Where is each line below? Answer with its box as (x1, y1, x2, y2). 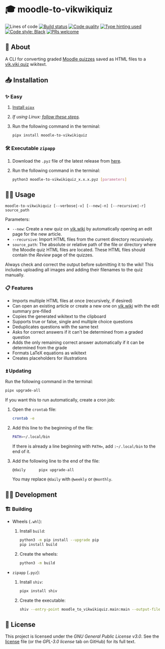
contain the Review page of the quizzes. (12, 252, 94, 258)
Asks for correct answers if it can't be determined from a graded (12, 329, 143, 335)
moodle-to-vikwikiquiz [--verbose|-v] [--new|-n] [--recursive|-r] (5, 203, 146, 209)
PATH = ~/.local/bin (12, 434, 50, 439)
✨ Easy (5, 93, 23, 100)
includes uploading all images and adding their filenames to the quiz (5, 267, 143, 273)
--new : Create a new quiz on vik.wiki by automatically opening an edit (12, 226, 152, 232)
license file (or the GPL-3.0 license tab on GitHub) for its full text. (5, 639, 136, 645)
